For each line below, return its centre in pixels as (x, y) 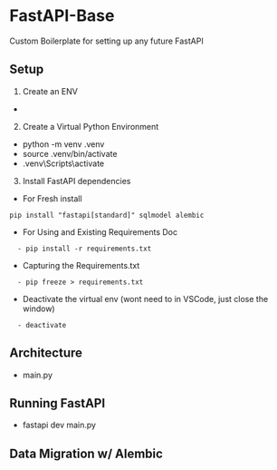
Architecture (46, 353)
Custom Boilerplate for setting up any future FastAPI (106, 41)
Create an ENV (50, 91)
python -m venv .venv (63, 144)
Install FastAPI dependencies (76, 181)
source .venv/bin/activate (70, 153)
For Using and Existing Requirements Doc (100, 231)
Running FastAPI (57, 403)
